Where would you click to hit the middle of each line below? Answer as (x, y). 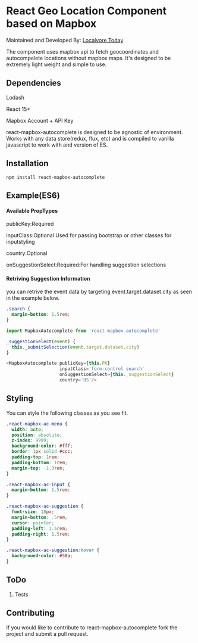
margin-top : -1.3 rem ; (38, 468)
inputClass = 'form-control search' (102, 369)
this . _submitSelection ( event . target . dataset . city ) (76, 347)
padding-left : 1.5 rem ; (40, 529)
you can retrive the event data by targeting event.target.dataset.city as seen (99, 292)
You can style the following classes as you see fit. (67, 413)
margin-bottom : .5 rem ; (40, 517)
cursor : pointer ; (33, 523)
